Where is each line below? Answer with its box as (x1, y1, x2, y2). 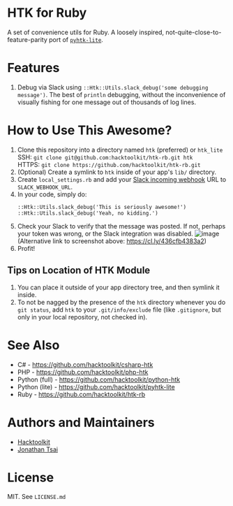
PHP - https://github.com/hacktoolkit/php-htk (17, 368, 149, 376)
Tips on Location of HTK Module (7, 264, 151, 277)
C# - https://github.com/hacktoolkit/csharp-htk (17, 360, 153, 368)
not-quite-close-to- (165, 28, 222, 36)
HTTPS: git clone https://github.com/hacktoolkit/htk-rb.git (17, 160, 201, 168)
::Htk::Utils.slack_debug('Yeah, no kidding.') (17, 210, 158, 217)
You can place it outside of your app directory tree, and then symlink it (17, 283, 220, 291)
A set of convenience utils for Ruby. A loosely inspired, (7, 28, 165, 36)
